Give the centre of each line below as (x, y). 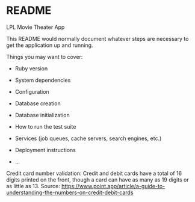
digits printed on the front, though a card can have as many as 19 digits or (98, 179)
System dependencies (43, 80)
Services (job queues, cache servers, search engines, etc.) (88, 138)
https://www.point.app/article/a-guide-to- (113, 186)
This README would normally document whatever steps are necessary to (97, 38)
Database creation (38, 103)
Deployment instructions (45, 150)
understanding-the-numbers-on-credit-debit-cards (70, 192)
